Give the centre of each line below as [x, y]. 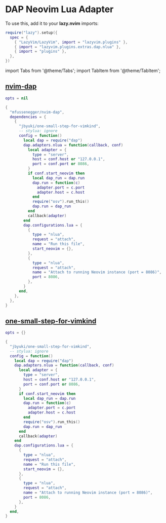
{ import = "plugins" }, [40, 52]
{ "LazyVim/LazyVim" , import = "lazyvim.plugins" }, [71, 42]
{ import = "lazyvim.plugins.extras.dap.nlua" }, [68, 47]
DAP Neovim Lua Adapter [59, 9]
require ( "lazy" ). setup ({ [31, 32]
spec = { [19, 37]
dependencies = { [28, 117]
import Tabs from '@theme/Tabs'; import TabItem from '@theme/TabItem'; [83, 71]
